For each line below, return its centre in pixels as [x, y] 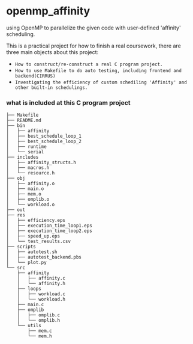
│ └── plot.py [26, 263]
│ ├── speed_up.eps [33, 236]
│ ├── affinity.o [31, 184]
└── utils [29, 326]
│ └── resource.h [31, 173]
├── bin [16, 126]
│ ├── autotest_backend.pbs [44, 257]
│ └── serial [25, 152]
